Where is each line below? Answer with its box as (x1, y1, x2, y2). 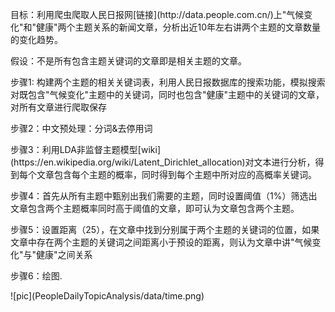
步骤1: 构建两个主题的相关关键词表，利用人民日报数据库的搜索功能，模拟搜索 (10, 76, 326, 88)
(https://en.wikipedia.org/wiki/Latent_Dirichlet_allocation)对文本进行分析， (10, 156, 316, 168)
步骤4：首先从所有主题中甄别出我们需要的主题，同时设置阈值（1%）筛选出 (10, 190, 318, 202)
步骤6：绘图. (10, 270, 63, 282)
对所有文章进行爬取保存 (10, 101, 107, 113)
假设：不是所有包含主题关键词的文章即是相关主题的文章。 (10, 55, 247, 67)
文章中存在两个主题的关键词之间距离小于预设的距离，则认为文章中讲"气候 (10, 236, 313, 248)
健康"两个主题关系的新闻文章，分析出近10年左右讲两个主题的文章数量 (36, 21, 322, 33)
